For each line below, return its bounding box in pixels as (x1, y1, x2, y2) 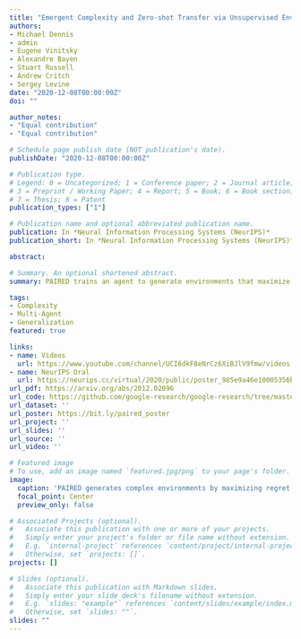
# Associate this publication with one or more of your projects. (9, 525, 271, 534)
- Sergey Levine (9, 80, 70, 89)
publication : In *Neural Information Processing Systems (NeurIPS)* (9, 228, 271, 237)
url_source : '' (9, 434, 66, 444)
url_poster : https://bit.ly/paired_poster (9, 409, 170, 418)
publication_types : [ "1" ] (9, 203, 106, 212)
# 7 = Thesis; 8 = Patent (9, 194, 106, 204)
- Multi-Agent (9, 310, 63, 319)
